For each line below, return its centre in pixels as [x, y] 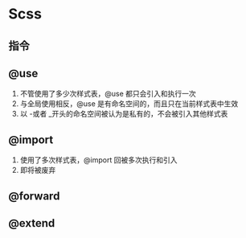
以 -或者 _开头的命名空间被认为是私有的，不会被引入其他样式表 [124, 114]
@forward [34, 196]
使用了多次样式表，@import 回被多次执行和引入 [98, 160]
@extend [32, 223]
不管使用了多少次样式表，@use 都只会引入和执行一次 [108, 94]
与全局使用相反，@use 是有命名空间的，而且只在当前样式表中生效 [129, 104]
